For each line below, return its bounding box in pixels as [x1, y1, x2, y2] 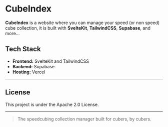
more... [5, 30, 20, 36]
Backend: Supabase [12, 63, 55, 69]
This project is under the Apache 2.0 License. [5, 101, 99, 107]
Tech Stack [5, 45, 41, 53]
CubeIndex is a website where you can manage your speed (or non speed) [5, 20, 160, 26]
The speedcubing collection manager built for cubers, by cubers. [17, 116, 151, 122]
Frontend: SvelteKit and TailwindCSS [12, 58, 89, 64]
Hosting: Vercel [12, 69, 45, 75]
